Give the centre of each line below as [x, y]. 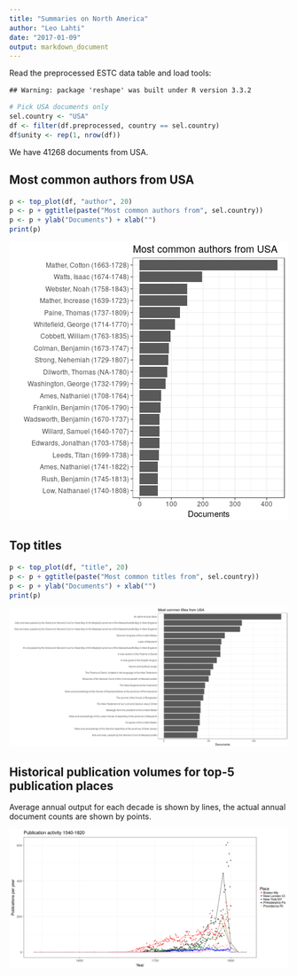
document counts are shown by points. [81, 816]
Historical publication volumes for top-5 [122, 772]
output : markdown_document [59, 47]
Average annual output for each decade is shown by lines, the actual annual [148, 808]
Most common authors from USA [102, 180]
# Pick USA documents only [59, 107]
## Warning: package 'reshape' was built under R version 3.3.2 [130, 90]
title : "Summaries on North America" [79, 19]
